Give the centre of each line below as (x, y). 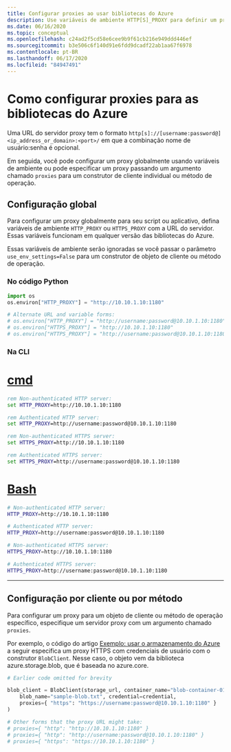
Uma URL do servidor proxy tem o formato (67, 132)
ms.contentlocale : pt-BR (43, 52)
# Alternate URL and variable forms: (61, 315)
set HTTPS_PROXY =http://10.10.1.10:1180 (66, 443)
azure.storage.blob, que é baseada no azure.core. (78, 665)
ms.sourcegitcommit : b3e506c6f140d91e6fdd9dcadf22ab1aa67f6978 (100, 46)
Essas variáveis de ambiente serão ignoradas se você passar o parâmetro (112, 249)
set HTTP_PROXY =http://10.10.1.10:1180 (64, 405)
